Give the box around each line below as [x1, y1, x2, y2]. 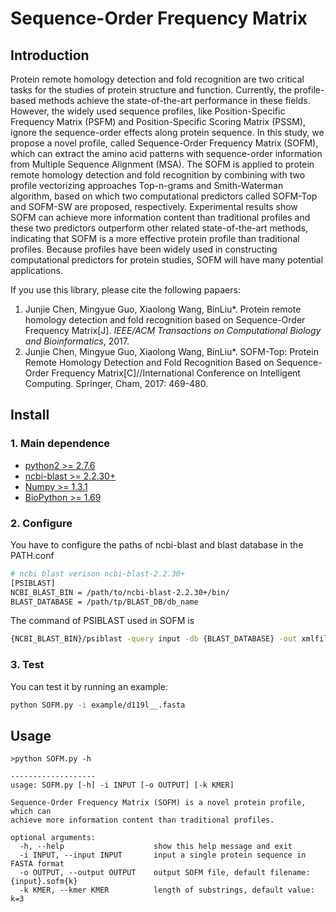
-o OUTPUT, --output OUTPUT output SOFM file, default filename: [19, 868, 311, 878]
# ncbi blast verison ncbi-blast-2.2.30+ [10, 568, 186, 579]
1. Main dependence [10, 437, 111, 451]
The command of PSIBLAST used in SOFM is [10, 615, 195, 627]
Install [10, 407, 50, 424]
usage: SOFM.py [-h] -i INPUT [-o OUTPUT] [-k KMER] [10, 780, 235, 791]
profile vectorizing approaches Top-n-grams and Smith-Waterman [10, 180, 284, 191]
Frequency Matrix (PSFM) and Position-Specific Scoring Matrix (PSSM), [10, 116, 306, 127]
